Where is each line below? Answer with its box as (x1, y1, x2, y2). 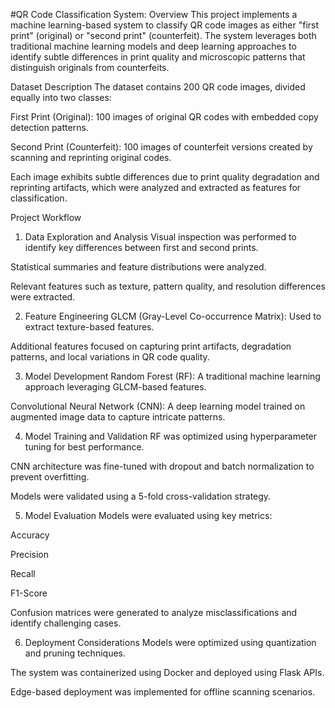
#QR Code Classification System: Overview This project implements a (10, 9, 298, 20)
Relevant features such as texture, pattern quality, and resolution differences (10, 280, 326, 292)
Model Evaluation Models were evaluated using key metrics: (24, 510, 273, 521)
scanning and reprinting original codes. (10, 152, 172, 163)
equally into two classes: (10, 92, 112, 103)
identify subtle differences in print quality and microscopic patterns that (10, 51, 306, 63)
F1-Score (10, 587, 48, 599)
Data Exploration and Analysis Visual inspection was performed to (24, 231, 297, 243)
